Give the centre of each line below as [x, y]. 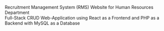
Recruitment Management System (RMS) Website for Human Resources [79, 7]
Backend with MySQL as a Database [42, 23]
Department [17, 12]
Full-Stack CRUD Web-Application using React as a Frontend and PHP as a [82, 18]
